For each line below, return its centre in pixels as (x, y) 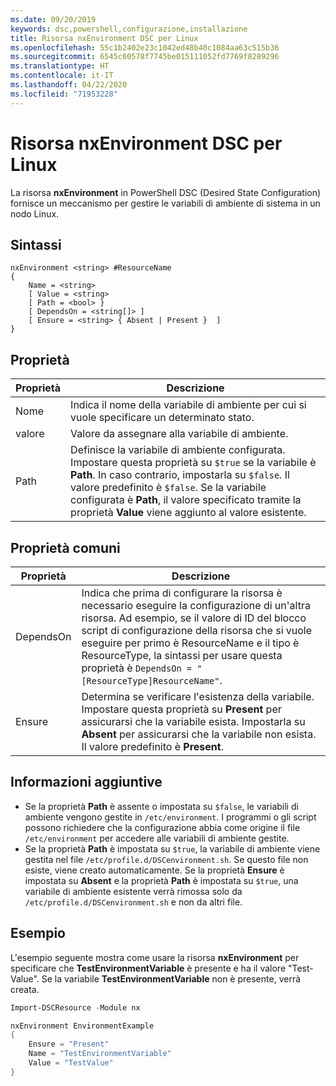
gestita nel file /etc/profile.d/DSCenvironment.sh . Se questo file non (166, 859)
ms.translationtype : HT (60, 66)
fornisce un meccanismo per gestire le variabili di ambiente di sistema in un (165, 203)
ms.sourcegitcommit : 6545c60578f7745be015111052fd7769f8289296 (145, 57)
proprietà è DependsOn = (136, 668)
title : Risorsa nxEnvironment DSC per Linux (104, 38)
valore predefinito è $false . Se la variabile (168, 488)
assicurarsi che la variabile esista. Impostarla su (193, 721)
